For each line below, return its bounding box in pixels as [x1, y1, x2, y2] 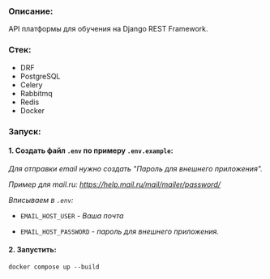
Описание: [8, 6, 54, 17]
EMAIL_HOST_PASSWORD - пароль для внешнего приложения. [19, 226, 219, 236]
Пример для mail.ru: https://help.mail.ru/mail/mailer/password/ [8, 180, 221, 189]
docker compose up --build [8, 263, 100, 271]
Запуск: [8, 125, 41, 137]
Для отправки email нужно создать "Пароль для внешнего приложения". [8, 163, 263, 173]
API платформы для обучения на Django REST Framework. [8, 24, 208, 34]
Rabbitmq [19, 88, 53, 98]
